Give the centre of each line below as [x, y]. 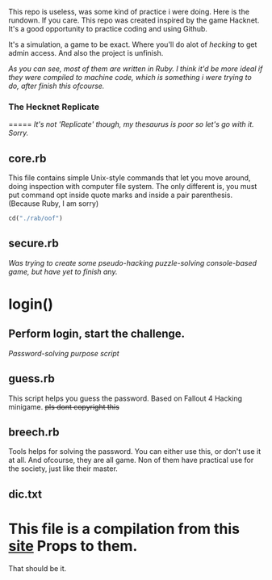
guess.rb [31, 379]
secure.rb [33, 244]
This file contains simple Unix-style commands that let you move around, [130, 178]
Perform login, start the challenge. [97, 334]
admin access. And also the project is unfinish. [86, 53]
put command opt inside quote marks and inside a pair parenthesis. [120, 195]
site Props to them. [73, 546]
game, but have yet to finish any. [63, 271]
